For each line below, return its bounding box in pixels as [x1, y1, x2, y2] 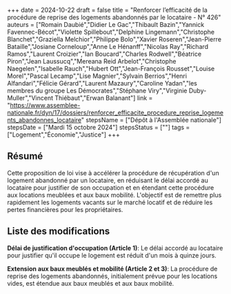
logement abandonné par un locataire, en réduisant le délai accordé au [7, 176, 208, 184]
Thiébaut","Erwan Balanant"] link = [54, 94, 153, 102]
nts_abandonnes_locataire [7, 116, 81, 124]
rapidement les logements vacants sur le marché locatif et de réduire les [7, 198, 213, 206]
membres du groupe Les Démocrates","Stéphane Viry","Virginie [7, 86, 188, 95]
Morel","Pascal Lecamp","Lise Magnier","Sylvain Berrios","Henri [7, 72, 188, 80]
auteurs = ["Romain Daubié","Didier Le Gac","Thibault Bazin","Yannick [7, 21, 205, 28]
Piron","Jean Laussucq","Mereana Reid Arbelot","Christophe [7, 57, 177, 65]
